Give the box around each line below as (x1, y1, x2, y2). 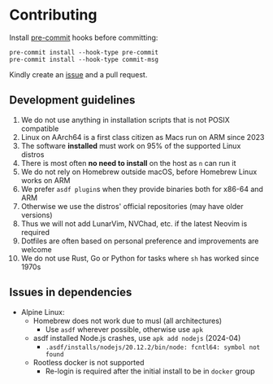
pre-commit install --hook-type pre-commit (9, 48, 159, 56)
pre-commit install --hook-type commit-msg (9, 55, 159, 63)
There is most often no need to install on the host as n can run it (20, 158, 236, 168)
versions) (20, 210, 53, 220)
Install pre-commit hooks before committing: (9, 33, 158, 42)
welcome (20, 244, 52, 254)
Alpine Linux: (20, 307, 65, 316)
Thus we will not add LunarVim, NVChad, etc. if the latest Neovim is (20, 218, 248, 229)
